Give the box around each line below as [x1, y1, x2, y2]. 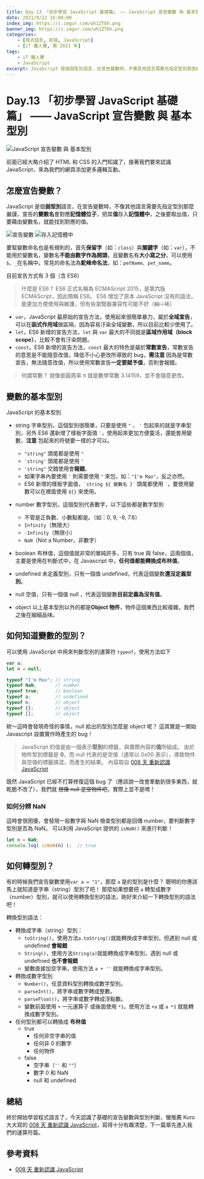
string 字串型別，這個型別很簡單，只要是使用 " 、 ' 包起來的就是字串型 [15, 421, 192, 429]
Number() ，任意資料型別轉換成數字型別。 [24, 980, 126, 987]
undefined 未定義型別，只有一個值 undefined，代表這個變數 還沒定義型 [15, 570, 192, 577]
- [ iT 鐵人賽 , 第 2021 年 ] [17, 43, 81, 49]
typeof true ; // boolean [6, 688, 83, 694]
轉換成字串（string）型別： [15, 927, 83, 934]
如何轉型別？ [6, 861, 55, 871]
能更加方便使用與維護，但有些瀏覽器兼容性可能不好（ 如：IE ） [21, 300, 175, 308]
